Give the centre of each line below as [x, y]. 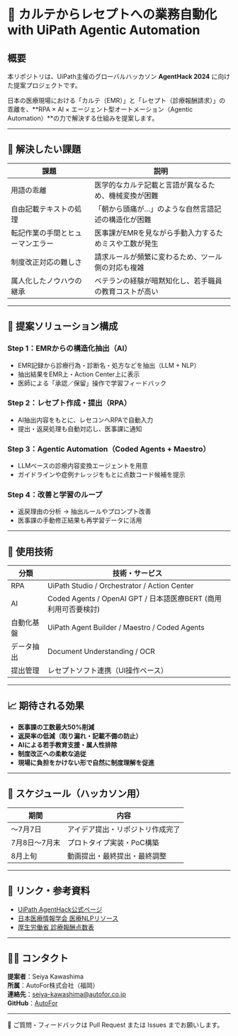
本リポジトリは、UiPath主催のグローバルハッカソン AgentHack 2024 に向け [119, 76]
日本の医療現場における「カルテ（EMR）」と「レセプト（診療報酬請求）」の [117, 100]
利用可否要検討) [74, 609]
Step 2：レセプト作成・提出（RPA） [69, 403]
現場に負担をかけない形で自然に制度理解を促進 [86, 763]
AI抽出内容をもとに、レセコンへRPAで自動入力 [85, 420]
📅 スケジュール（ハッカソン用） [76, 794]
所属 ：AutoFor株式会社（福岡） [53, 986]
